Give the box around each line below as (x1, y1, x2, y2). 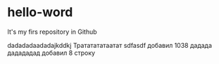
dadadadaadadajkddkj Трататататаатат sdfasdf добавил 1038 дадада (7, 41, 213, 49)
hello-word (7, 4, 73, 20)
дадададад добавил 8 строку (7, 49, 96, 57)
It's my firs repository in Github (7, 27, 97, 36)
